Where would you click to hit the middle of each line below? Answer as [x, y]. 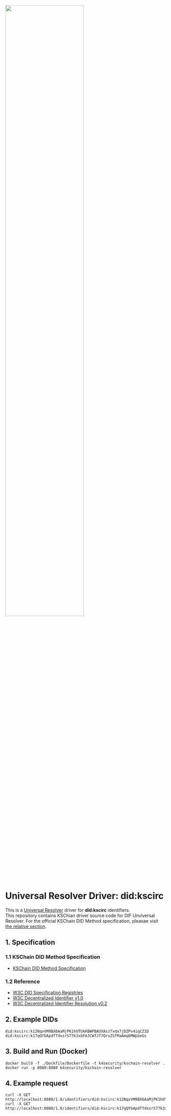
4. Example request [37, 1083]
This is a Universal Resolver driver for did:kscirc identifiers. [68, 910]
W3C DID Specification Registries [48, 992]
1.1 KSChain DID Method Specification [53, 957]
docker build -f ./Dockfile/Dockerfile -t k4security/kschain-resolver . [85, 1063]
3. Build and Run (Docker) [47, 1051]
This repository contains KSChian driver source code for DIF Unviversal [80, 916]
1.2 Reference [23, 981]
